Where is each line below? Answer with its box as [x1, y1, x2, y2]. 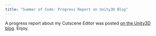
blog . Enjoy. [5, 25, 29, 31]
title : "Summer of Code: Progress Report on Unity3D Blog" [5, 7, 129, 12]
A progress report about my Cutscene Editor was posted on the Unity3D [5, 20, 151, 26]
